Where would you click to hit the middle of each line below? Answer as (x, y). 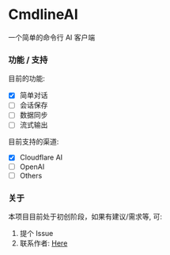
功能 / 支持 (28, 59)
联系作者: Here (43, 243)
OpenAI (32, 167)
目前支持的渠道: (34, 142)
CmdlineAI (43, 15)
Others (31, 175)
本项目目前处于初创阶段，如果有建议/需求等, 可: (85, 216)
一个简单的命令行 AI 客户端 (52, 37)
